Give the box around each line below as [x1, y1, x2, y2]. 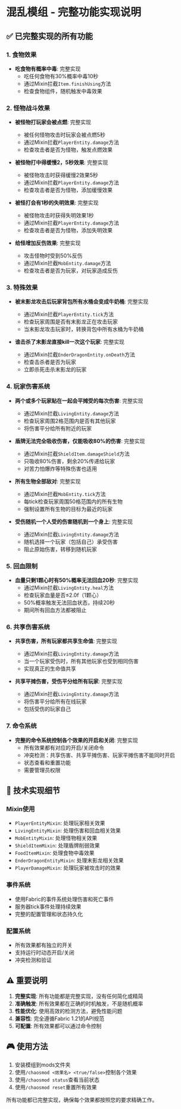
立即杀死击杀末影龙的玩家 [23, 366, 87, 373]
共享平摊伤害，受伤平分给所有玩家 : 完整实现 [14, 678, 123, 685]
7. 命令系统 [6, 722, 37, 730]
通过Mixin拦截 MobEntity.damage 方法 [23, 260, 111, 267]
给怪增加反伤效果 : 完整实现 [14, 239, 81, 247]
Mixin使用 [6, 805, 35, 813]
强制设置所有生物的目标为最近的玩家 [23, 505, 113, 512]
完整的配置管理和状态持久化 [14, 910, 83, 917]
